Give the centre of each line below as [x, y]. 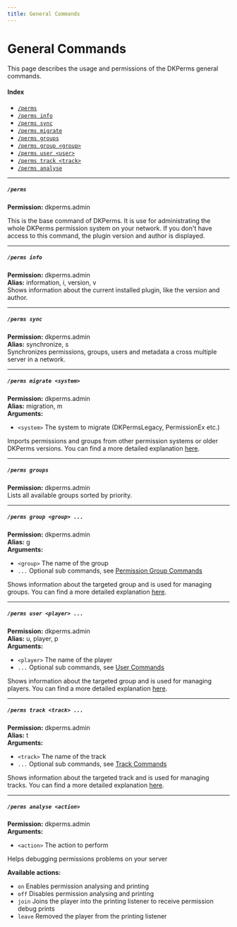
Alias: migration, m [35, 406]
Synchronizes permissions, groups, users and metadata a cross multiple [112, 352]
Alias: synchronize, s [38, 344]
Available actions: [34, 873]
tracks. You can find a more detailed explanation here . [86, 785]
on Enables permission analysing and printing [83, 886]
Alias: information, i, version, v [52, 282]
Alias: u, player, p [33, 638]
